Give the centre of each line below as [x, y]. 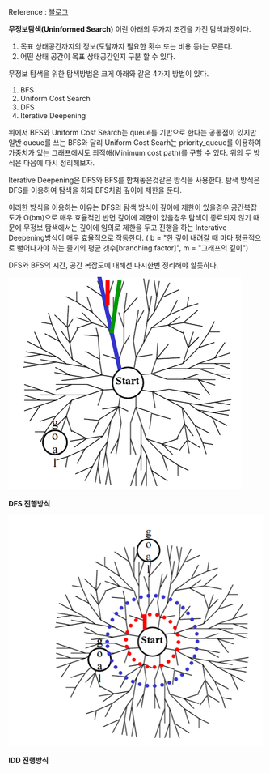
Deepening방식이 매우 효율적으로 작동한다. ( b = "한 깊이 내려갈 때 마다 [121, 238]
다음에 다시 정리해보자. [59, 163]
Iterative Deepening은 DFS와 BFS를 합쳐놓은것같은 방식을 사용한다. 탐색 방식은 [134, 180]
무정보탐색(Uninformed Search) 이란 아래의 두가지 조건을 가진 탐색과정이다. [130, 29]
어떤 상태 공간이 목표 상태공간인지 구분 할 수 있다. [97, 56]
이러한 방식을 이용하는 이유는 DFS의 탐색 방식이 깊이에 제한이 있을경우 [119, 207]
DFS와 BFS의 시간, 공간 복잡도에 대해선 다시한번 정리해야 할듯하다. [114, 265]
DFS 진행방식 [30, 504]
